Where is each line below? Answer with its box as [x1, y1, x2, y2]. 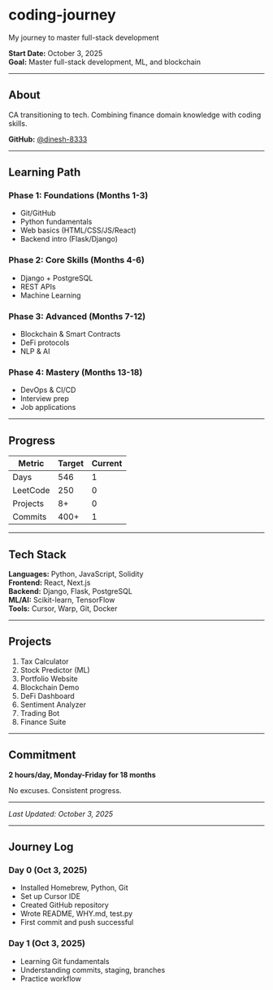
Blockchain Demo [19, 682, 80, 692]
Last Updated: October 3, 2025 [8, 809, 114, 818]
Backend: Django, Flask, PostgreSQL [8, 586, 132, 595]
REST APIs [19, 281, 56, 291]
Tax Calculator [19, 656, 69, 666]
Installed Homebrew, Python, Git [19, 883, 128, 892]
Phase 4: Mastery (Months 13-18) [8, 366, 143, 377]
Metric [18, 458, 45, 469]
